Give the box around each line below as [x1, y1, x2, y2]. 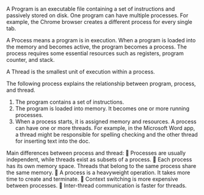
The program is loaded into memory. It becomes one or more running [15, 105, 189, 112]
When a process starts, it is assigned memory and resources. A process [15, 118, 197, 125]
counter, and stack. [6, 56, 55, 63]
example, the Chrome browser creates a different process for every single [6, 18, 192, 25]
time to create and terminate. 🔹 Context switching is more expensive [6, 175, 178, 183]
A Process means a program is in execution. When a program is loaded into [6, 37, 196, 44]
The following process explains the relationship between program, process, [6, 80, 197, 87]
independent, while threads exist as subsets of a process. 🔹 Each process [6, 156, 192, 163]
